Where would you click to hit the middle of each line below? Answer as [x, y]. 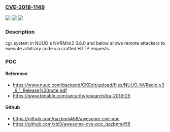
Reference [16, 74]
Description [20, 32]
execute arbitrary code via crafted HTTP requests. [58, 48]
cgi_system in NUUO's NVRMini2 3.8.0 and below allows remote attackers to [85, 43]
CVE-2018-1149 [25, 7]
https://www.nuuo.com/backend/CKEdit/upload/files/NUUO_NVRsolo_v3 [89, 85]
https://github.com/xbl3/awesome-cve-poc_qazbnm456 [72, 124]
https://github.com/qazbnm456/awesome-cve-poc [66, 118]
